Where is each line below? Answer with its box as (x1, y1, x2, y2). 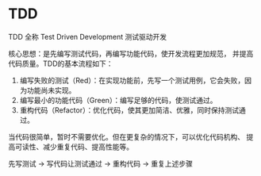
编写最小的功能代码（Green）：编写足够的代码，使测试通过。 (19, 95, 217, 105)
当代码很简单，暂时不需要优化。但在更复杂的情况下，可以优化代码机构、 (8, 132, 244, 141)
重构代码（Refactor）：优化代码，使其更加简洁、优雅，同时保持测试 (19, 105, 240, 115)
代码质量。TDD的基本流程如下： (8, 59, 113, 68)
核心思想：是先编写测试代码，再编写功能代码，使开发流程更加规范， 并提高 (8, 48, 254, 58)
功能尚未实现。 (26, 85, 76, 95)
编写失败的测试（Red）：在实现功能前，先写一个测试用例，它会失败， (19, 75, 245, 85)
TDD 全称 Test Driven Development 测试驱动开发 (8, 32, 167, 41)
